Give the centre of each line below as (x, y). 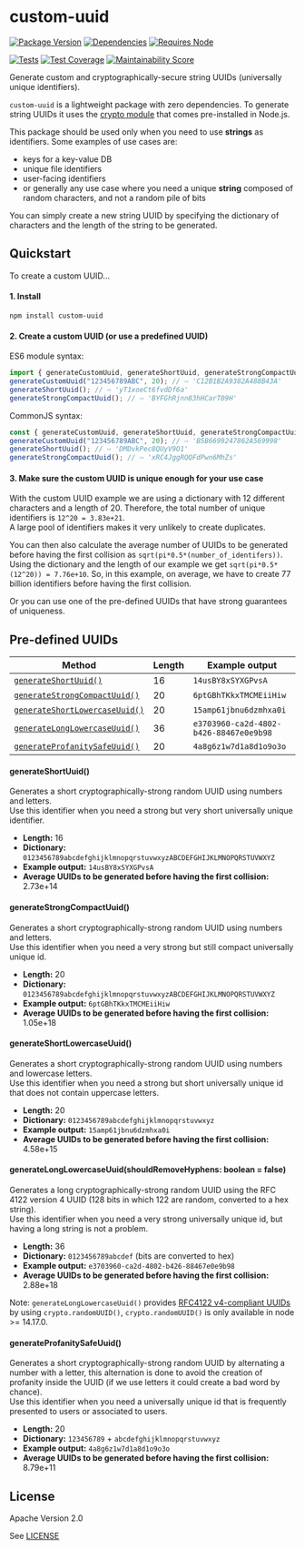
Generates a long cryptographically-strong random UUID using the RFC (143, 1190)
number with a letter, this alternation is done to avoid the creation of (136, 1373)
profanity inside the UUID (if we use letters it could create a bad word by (145, 1383)
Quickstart (40, 253)
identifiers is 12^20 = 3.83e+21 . (67, 518)
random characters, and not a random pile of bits (114, 198)
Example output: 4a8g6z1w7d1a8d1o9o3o (96, 1448)
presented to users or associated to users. (89, 1412)
